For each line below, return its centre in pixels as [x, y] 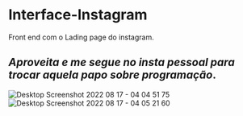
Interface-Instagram [78, 15]
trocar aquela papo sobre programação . [112, 75]
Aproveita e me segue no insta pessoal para [122, 62]
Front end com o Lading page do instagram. [82, 37]
